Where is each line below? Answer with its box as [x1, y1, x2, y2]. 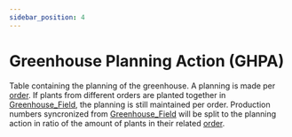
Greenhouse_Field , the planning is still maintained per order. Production [9, 99, 271, 110]
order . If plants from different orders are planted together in [9, 89, 226, 100]
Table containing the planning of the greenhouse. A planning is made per [9, 80, 276, 91]
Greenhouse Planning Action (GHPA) [9, 50, 285, 71]
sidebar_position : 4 [9, 12, 86, 22]
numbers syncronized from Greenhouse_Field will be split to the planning [9, 108, 277, 119]
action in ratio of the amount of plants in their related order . [9, 118, 225, 128]
